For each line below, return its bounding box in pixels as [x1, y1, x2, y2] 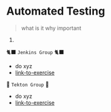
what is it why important [21, 24, 82, 32]
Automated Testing [6, 4, 106, 18]
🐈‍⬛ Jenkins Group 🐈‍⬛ [6, 48, 65, 55]
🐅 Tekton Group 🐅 [6, 80, 50, 88]
